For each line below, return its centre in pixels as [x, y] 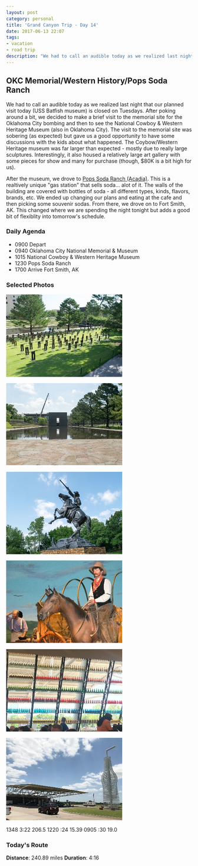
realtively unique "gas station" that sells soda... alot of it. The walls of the [95, 185]
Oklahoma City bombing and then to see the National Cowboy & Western [94, 123]
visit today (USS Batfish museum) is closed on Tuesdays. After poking [91, 111]
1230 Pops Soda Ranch [43, 263]
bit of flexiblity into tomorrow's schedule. [56, 216]
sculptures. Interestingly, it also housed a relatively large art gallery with [93, 154]
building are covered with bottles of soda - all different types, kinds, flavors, [98, 191]
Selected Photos [30, 285]
